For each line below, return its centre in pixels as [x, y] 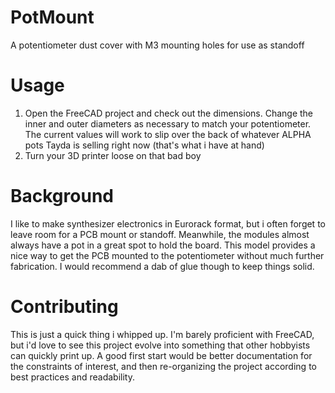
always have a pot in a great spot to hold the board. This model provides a [163, 245]
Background [62, 196]
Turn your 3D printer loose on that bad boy [113, 155]
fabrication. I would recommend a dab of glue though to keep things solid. [162, 266]
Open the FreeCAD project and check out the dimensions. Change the [169, 113]
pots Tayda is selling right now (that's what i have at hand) [144, 145]
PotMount [52, 17]
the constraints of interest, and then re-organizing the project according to [163, 366]
